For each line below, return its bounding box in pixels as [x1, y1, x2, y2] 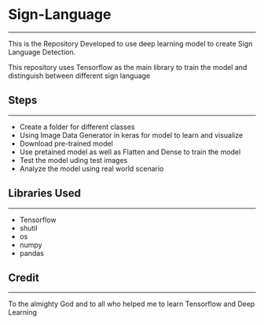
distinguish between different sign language [8, 71, 151, 80]
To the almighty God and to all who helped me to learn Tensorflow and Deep [8, 299, 255, 308]
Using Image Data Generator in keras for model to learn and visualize [19, 130, 244, 139]
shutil [19, 223, 38, 233]
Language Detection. [8, 47, 76, 57]
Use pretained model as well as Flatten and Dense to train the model [19, 147, 241, 157]
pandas [19, 248, 45, 257]
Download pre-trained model [19, 138, 114, 148]
